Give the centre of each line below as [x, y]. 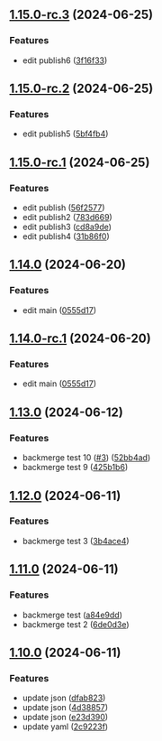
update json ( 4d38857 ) [65, 708]
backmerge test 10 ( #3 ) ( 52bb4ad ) [86, 458]
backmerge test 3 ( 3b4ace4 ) [76, 541]
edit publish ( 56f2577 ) [63, 208]
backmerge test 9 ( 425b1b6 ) [75, 468]
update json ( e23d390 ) [65, 718]
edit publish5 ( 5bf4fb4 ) [65, 134]
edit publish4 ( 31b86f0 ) [66, 236]
